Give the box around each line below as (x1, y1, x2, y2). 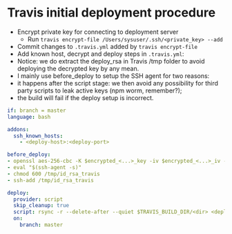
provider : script (13, 195, 64, 203)
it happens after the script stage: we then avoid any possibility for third (17, 79, 219, 87)
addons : (7, 126, 30, 133)
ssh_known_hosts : (13, 133, 64, 139)
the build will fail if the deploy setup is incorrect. (17, 93, 154, 101)
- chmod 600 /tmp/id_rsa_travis (7, 170, 100, 177)
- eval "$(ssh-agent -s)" (7, 164, 81, 171)
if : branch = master (7, 107, 67, 114)
